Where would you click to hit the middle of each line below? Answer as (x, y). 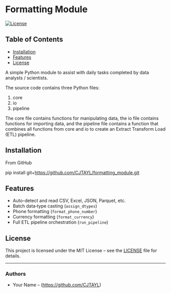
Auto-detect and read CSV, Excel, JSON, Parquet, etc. (69, 201)
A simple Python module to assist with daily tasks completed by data (77, 72)
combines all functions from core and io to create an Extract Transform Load (85, 129)
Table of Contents (34, 39)
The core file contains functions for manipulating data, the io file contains (82, 118)
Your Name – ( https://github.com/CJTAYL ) (57, 285)
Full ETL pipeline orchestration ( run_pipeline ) (60, 222)
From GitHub (19, 163)
